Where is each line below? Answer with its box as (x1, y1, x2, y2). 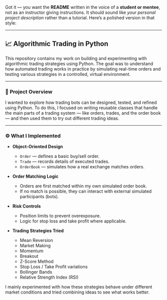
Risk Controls (12, 203, 41, 209)
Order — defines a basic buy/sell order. (19, 153, 100, 159)
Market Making (19, 243, 51, 249)
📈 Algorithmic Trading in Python (5, 40, 108, 48)
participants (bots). (19, 194, 59, 200)
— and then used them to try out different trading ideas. (5, 115, 119, 121)
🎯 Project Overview (5, 88, 53, 95)
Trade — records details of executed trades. (19, 158, 110, 164)
